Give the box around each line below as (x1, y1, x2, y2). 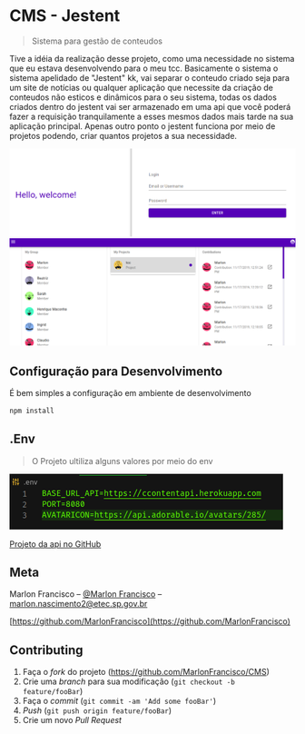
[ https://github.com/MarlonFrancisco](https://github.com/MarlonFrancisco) (9, 616, 290, 627)
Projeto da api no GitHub (9, 538, 102, 550)
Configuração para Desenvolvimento (9, 363, 223, 379)
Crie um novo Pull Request (22, 715, 123, 726)
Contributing (9, 642, 84, 658)
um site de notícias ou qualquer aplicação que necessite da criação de (9, 82, 274, 93)
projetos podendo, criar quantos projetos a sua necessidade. (9, 130, 238, 141)
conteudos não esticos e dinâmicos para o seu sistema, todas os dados (9, 92, 277, 103)
